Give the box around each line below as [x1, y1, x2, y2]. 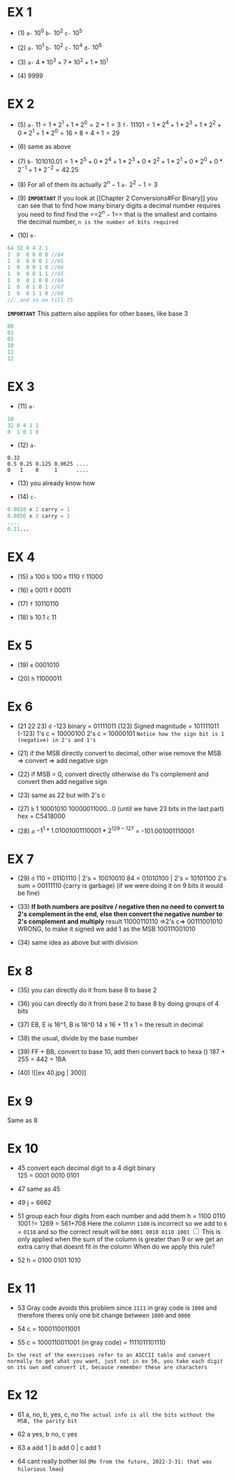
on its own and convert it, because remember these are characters [7, 1364, 208, 1371]
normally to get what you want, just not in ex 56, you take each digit [7, 1358, 224, 1365]
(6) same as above [17, 143, 71, 151]
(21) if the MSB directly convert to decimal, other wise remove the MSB [17, 749, 221, 757]
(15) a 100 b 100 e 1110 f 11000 [17, 572, 103, 580]
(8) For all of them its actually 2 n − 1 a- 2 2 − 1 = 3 [17, 179, 159, 189]
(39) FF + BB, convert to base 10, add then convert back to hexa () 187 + [17, 1048, 226, 1056]
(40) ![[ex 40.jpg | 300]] [17, 1069, 87, 1077]
